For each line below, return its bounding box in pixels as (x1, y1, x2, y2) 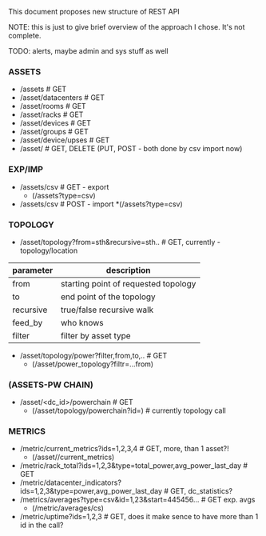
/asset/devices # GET (19, 118, 92, 128)
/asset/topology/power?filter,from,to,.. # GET (19, 350, 168, 360)
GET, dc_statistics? (170, 486, 233, 496)
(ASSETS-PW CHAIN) (8, 379, 93, 390)
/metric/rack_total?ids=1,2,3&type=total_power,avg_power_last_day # (19, 461, 248, 470)
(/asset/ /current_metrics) (31, 452, 115, 462)
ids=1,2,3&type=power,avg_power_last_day (19, 486, 162, 496)
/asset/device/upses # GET (19, 135, 110, 145)
